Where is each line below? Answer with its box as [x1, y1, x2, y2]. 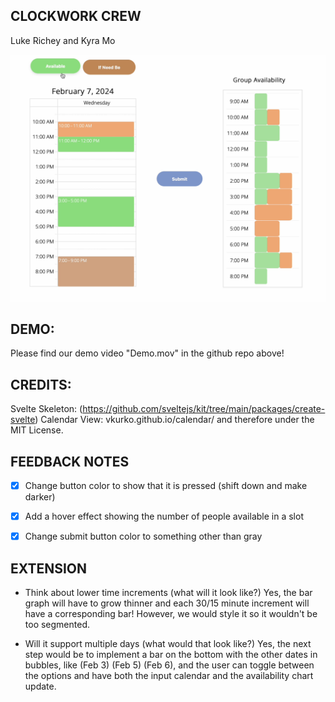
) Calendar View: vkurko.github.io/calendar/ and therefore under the [34, 414, 315, 426]
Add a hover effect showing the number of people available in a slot [24, 510, 304, 523]
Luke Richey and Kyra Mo [10, 34, 116, 46]
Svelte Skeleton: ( [10, 403, 83, 415]
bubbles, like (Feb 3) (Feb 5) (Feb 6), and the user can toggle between [24, 659, 315, 671]
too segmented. [24, 618, 91, 630]
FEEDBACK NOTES [10, 453, 130, 470]
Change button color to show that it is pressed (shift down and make [24, 479, 308, 491]
